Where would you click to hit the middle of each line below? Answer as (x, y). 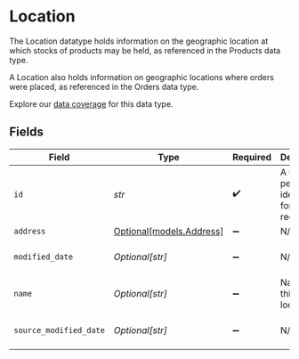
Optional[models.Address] (169, 231)
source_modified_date (59, 330)
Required (252, 157)
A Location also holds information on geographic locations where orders (141, 77)
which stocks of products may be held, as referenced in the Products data (145, 50)
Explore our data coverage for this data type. (91, 103)
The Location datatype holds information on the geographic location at (139, 41)
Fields (27, 132)
